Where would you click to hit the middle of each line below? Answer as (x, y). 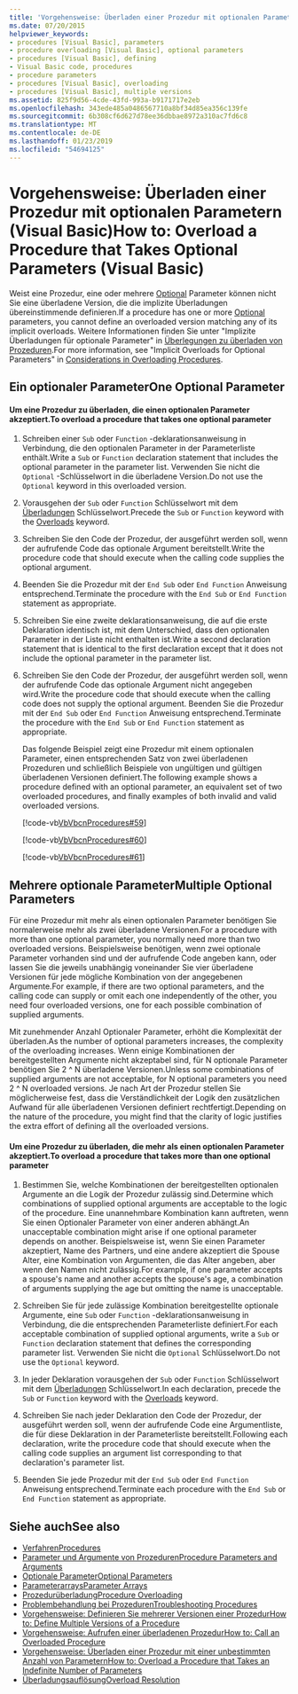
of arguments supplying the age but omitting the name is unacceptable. (153, 1289)
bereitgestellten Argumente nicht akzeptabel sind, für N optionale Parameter (149, 1060)
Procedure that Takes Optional (124, 250)
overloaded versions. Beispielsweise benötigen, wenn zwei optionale (135, 948)
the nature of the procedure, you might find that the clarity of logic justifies (145, 1116)
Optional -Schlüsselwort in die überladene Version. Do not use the (142, 476)
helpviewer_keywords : (49, 34)
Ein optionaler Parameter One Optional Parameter (147, 387)
